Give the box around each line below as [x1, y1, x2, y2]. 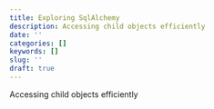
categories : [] [9, 38, 67, 48]
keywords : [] [9, 47, 59, 56]
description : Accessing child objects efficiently [9, 22, 206, 31]
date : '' [9, 30, 43, 39]
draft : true [9, 64, 55, 74]
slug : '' [9, 55, 43, 64]
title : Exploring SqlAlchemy [9, 13, 120, 23]
